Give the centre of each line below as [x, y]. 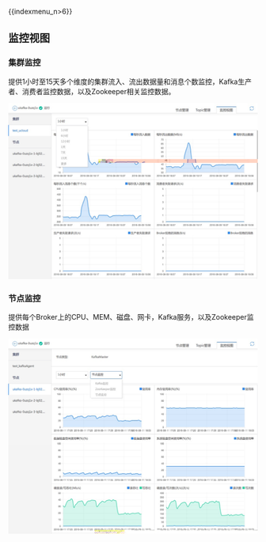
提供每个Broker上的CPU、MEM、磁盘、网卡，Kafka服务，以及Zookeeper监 [131, 317]
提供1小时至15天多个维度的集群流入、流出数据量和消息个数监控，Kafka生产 [130, 81]
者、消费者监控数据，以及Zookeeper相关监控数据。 [92, 91]
